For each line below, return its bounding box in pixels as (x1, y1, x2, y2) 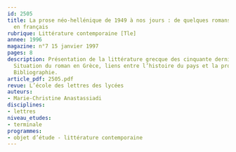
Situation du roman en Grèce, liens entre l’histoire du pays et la (13, 62, 218, 69)
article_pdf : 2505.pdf (7, 75, 74, 83)
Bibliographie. (13, 69, 58, 76)
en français (13, 23, 49, 30)
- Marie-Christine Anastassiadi (7, 95, 102, 102)
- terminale (7, 120, 42, 128)
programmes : (7, 127, 42, 134)
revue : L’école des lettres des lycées (7, 82, 124, 89)
